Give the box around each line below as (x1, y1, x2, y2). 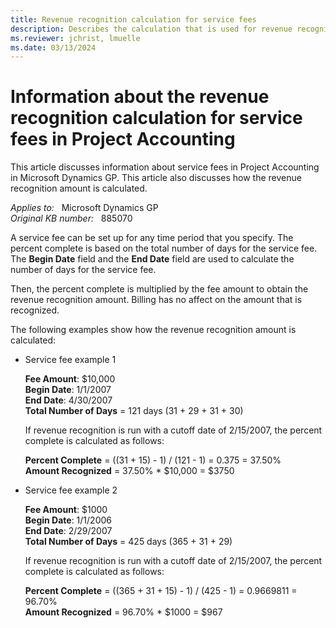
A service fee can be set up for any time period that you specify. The (10, 232, 294, 244)
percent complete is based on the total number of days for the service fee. (10, 242, 318, 255)
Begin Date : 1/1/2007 (24, 384, 112, 396)
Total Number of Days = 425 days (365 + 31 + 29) (24, 536, 233, 548)
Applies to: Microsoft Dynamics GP (10, 202, 159, 214)
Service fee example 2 (24, 484, 118, 496)
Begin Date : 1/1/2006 (24, 514, 112, 526)
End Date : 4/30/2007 (24, 394, 113, 406)
